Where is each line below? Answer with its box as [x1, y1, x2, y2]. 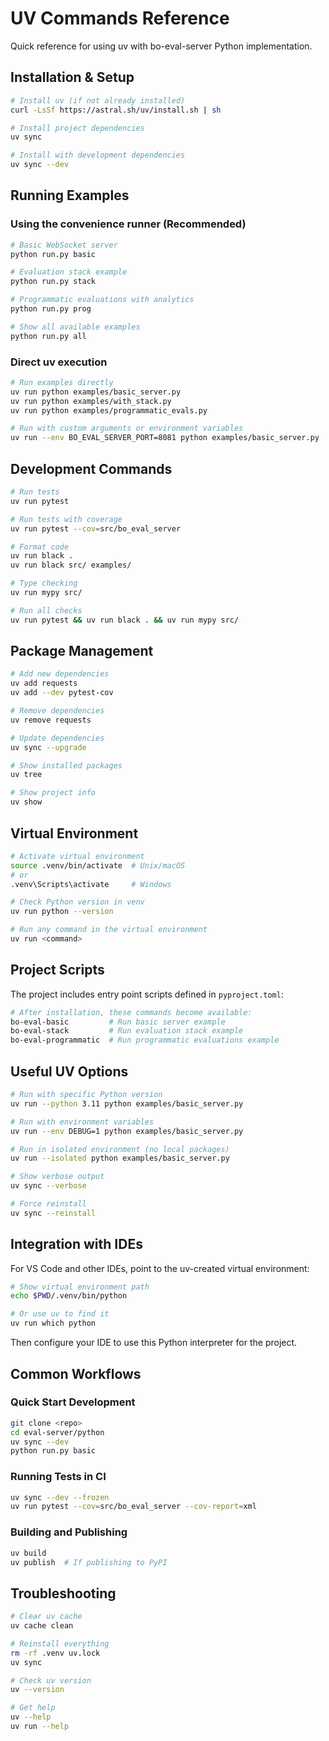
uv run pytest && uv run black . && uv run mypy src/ [10, 615, 240, 625]
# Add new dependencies [10, 669, 110, 679]
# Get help [10, 1703, 56, 1713]
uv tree [10, 770, 43, 780]
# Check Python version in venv [10, 897, 145, 907]
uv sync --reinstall [10, 1208, 97, 1218]
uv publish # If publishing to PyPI [10, 1557, 168, 1567]
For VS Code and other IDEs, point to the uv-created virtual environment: [10, 1262, 310, 1274]
